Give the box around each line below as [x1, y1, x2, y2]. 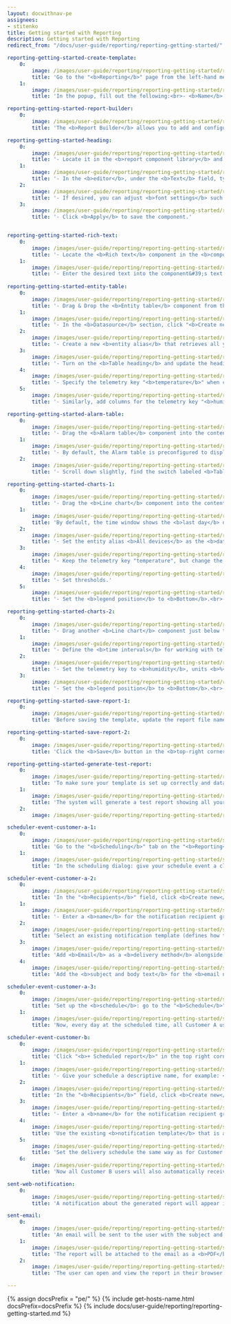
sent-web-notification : [7, 1180, 76, 1187]
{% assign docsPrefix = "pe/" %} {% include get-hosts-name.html [7, 1294, 195, 1303]
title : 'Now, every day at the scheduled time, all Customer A [32, 1021, 217, 1028]
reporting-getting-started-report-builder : [7, 105, 134, 112]
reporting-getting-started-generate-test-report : [7, 761, 153, 768]
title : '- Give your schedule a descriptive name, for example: [32, 1072, 220, 1079]
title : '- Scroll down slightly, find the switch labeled [32, 468, 201, 475]
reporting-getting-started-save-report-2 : [7, 729, 131, 736]
